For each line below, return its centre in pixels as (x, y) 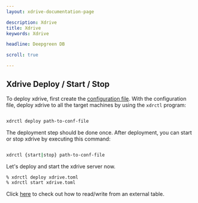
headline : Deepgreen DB (36, 44)
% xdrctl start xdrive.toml (41, 183)
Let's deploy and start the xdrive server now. (61, 166)
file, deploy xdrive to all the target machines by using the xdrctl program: (96, 105)
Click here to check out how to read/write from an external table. (85, 194)
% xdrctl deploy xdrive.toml (42, 177)
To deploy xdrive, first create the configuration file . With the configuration (96, 98)
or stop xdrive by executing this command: (59, 139)
